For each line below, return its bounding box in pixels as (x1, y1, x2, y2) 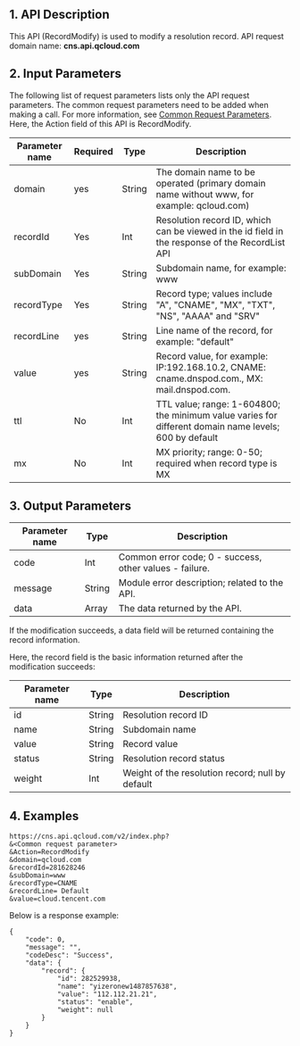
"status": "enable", (56, 998, 134, 1007)
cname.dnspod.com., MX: (155, 372, 263, 385)
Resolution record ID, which (155, 213, 272, 226)
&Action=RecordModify (9, 848, 90, 857)
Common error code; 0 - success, (118, 551, 262, 563)
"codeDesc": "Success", (25, 951, 114, 960)
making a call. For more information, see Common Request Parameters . (9, 109, 272, 120)
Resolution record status (122, 752, 225, 765)
